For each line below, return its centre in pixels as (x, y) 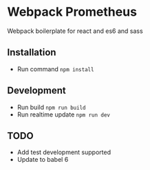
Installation (32, 52)
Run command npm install (55, 69)
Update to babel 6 (43, 160)
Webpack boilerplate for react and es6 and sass (75, 31)
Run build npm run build (51, 107)
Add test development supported (64, 152)
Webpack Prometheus (72, 12)
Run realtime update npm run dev (63, 114)
